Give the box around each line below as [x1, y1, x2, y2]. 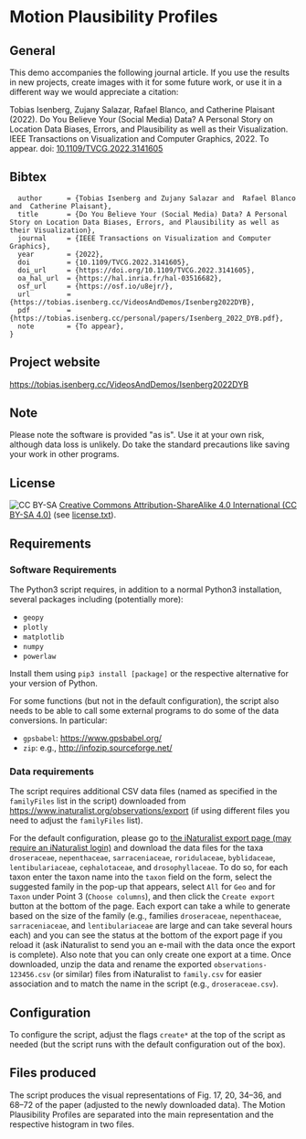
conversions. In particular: [9, 715, 108, 726]
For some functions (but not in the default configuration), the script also [9, 695, 280, 706]
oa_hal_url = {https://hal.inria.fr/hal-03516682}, [17, 273, 223, 282]
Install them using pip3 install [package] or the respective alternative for [9, 667, 290, 678]
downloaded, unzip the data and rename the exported [9, 959, 212, 970]
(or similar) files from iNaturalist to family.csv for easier [52, 969, 262, 980]
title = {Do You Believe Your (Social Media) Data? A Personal [17, 209, 288, 218]
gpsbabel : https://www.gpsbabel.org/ [22, 732, 163, 743]
